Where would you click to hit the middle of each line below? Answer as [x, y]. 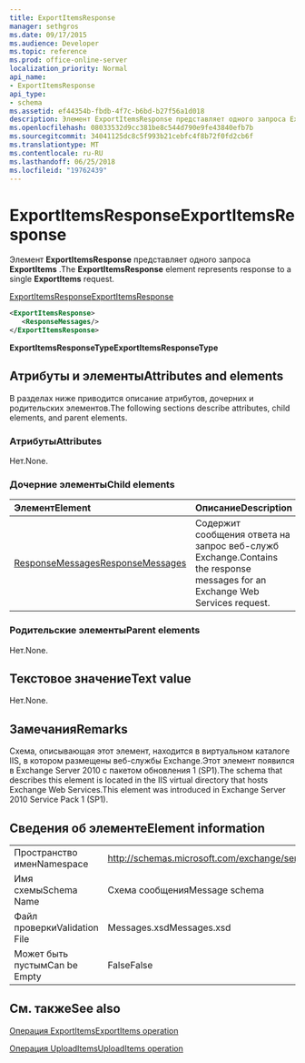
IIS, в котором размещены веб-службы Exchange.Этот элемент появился [152, 761]
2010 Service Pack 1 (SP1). [59, 800]
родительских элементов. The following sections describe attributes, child [150, 408]
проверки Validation [56, 927]
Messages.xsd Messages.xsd [169, 927]
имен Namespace [51, 864]
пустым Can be [46, 966]
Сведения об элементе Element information [138, 828]
